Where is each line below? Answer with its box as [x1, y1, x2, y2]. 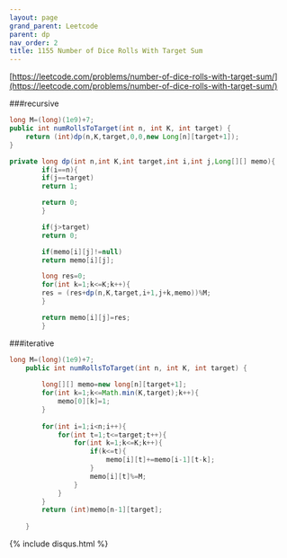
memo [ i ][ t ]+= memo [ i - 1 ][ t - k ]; [105, 456, 216, 465]
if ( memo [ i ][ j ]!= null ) [41, 247, 123, 256]
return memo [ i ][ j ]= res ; [41, 313, 130, 322]
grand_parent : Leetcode [9, 22, 99, 31]
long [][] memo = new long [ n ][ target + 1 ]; [41, 380, 187, 389]
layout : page [9, 13, 58, 22]
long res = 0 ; [41, 271, 87, 281]
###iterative [9, 338, 55, 349]
